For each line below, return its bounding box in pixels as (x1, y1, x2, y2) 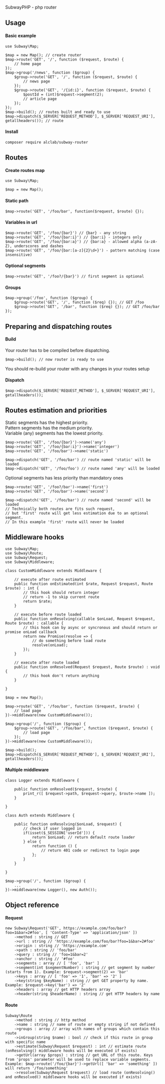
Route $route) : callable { (5, 620, 64, 625)
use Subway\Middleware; (5, 559, 55, 564)
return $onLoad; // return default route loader (31, 834, 135, 839)
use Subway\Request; (5, 555, 48, 560)
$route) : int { (5, 585, 39, 590)
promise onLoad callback (5, 629, 57, 634)
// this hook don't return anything (23, 673, 99, 678)
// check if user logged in (23, 826, 81, 831)
